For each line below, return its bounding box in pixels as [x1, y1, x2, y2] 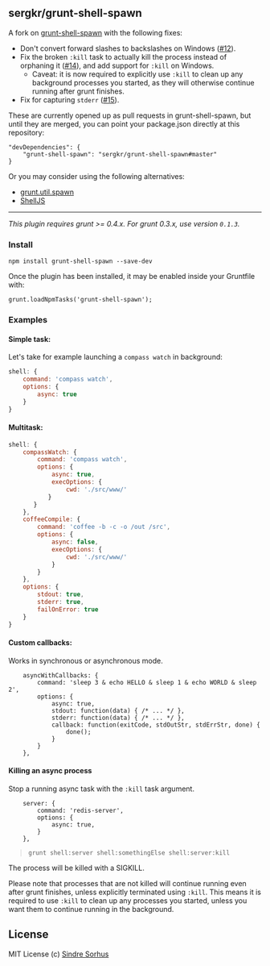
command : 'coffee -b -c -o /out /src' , [37, 523, 171, 531]
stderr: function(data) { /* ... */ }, [51, 714, 185, 722]
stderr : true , [37, 598, 84, 606]
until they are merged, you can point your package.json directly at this [8, 119, 240, 128]
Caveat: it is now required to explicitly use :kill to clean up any [31, 69, 243, 79]
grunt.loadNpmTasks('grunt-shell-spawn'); [8, 296, 153, 304]
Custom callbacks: [8, 638, 72, 647]
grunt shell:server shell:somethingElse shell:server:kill [27, 848, 231, 857]
